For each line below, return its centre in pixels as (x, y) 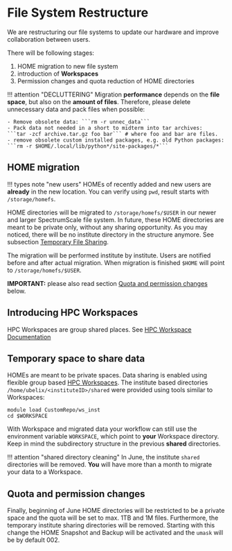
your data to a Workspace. (45, 472)
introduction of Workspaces (58, 74)
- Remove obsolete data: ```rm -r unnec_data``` (79, 122)
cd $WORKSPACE (28, 416)
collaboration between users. (49, 39)
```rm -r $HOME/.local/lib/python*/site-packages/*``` (88, 146)
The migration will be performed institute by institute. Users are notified (109, 255)
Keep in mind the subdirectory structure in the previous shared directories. (114, 444)
